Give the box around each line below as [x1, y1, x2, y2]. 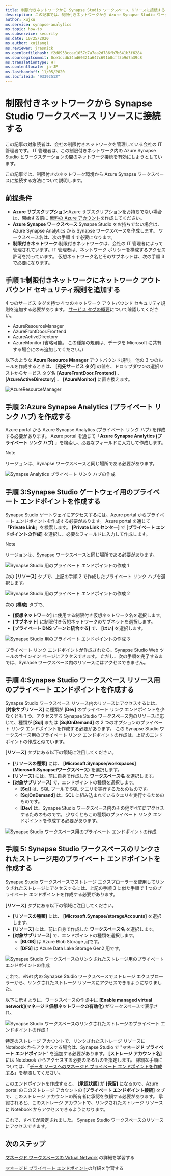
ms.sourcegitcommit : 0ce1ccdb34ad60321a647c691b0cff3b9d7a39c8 [5, 55, 142, 60]
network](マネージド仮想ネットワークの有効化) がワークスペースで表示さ [5, 1003, 159, 1009]
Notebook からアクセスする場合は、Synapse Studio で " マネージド [5, 1044, 145, 1050]
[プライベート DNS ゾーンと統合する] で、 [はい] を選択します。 [12, 625, 146, 631]
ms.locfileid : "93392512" [5, 74, 60, 79]
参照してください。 [22, 1069, 64, 1076]
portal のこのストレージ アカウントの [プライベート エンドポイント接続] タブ [5, 1087, 165, 1093]
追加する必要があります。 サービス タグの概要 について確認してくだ [14, 306, 154, 312]
